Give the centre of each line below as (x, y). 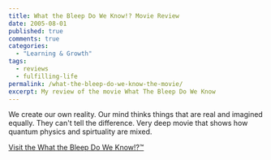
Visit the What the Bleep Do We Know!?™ (76, 148)
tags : (17, 62)
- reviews (32, 69)
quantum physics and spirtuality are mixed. (80, 132)
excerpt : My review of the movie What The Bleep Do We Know (112, 91)
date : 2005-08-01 (38, 24)
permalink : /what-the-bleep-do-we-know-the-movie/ (96, 84)
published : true (36, 31)
